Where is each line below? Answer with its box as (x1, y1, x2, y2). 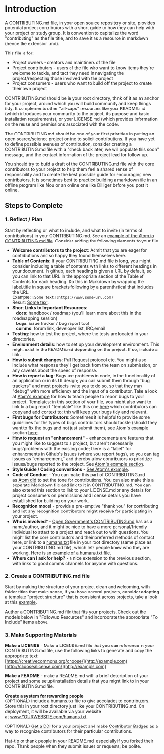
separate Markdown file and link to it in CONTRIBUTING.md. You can (12, 482, 151, 488)
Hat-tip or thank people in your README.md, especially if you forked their (5, 738, 154, 744)
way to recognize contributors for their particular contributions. (5, 728, 133, 734)
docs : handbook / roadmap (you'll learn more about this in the (16, 310, 141, 316)
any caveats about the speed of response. (12, 367, 98, 373)
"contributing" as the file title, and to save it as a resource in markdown (5, 35, 148, 41)
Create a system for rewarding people (5, 693, 84, 699)
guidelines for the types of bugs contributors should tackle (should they (12, 419, 157, 425)
